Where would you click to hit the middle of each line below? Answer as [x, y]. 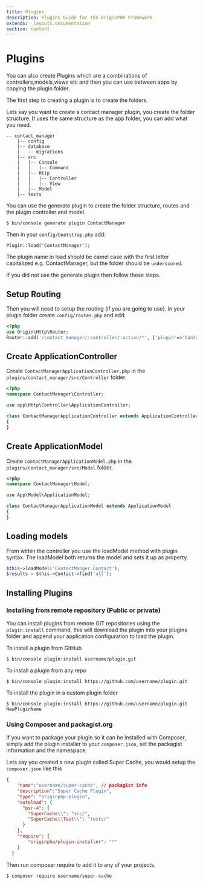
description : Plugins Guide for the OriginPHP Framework [79, 18]
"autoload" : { [35, 802]
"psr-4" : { [36, 808]
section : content [28, 29]
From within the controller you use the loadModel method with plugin [92, 551]
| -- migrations [40, 152]
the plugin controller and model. [46, 212]
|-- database [34, 147]
